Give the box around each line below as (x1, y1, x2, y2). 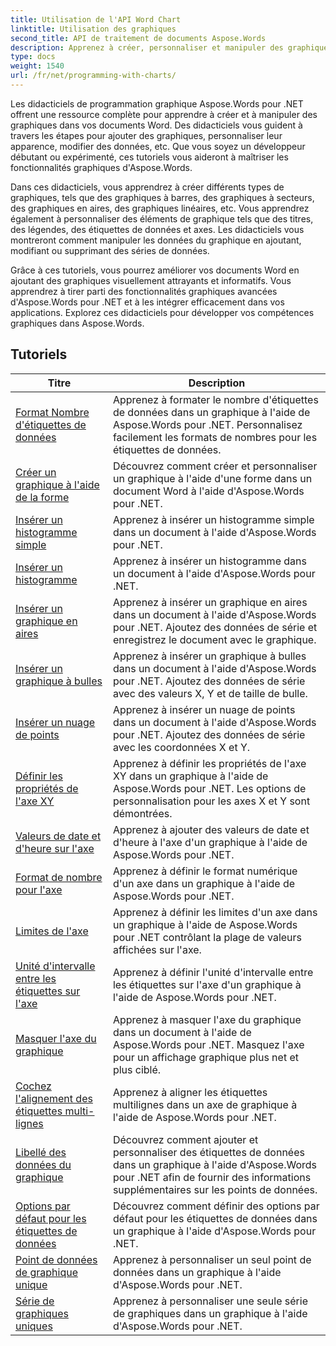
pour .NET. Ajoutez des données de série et (112, 620, 318, 634)
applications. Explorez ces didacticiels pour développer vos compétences (10, 306, 315, 318)
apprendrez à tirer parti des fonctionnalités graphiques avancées (10, 285, 278, 297)
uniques (15, 1319, 53, 1333)
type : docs (10, 52, 56, 62)
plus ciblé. (112, 1062, 162, 1076)
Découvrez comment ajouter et (112, 1132, 259, 1146)
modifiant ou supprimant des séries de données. (10, 244, 210, 256)
